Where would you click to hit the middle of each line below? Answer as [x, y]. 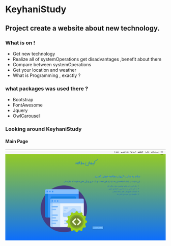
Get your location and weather [45, 70]
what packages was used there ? [47, 89]
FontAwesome [28, 105]
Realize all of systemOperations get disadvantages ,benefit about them [87, 59]
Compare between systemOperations [52, 64]
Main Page [17, 141]
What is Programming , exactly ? [47, 75]
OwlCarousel [26, 116]
